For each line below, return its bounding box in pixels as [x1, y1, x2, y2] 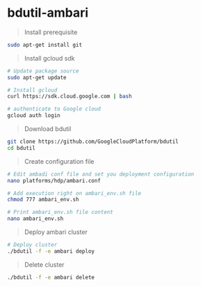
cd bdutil [7, 144, 36, 151]
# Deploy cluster [7, 242, 58, 249]
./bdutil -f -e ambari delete [7, 274, 95, 281]
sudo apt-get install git [7, 41, 82, 48]
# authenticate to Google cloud [7, 106, 101, 113]
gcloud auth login [7, 112, 61, 119]
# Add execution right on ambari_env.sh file [7, 189, 141, 196]
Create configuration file [24, 157, 95, 165]
